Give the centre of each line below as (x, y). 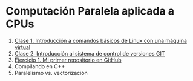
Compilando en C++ (40, 66)
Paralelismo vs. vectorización (51, 73)
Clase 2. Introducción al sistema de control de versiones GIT (90, 53)
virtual (22, 47)
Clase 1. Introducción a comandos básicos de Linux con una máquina (100, 40)
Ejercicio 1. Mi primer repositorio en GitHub (68, 60)
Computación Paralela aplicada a (90, 11)
